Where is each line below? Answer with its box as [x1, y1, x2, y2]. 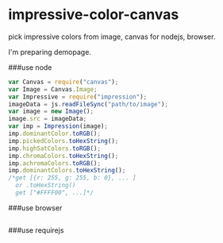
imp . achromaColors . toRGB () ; [8, 159, 102, 168]
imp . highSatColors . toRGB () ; [8, 145, 102, 152]
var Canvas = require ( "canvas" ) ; [8, 78, 119, 86]
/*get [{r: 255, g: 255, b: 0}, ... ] [8, 174, 136, 182]
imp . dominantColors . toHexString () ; [8, 167, 126, 175]
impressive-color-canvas [8, 6, 179, 24]
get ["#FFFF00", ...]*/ [15, 189, 94, 197]
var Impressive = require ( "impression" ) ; [8, 93, 148, 101]
